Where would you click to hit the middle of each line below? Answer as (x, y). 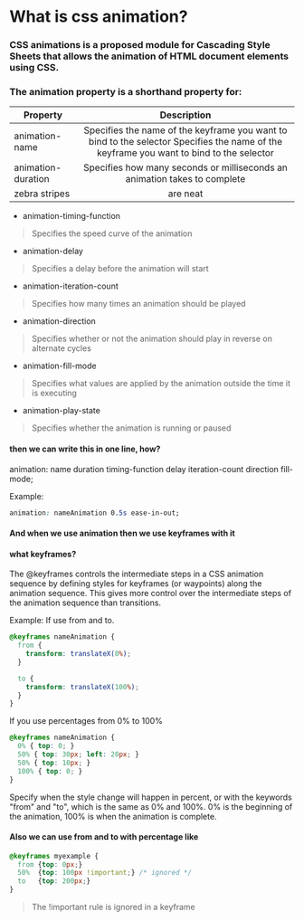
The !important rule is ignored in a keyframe (114, 907)
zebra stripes (42, 194)
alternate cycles (62, 348)
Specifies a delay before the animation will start (120, 269)
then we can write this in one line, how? (85, 449)
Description (185, 115)
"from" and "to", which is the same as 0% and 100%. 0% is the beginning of (151, 806)
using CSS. (34, 68)
